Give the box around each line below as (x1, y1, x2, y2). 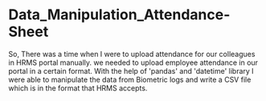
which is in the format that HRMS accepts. (8, 83, 148, 93)
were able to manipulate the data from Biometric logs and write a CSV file (8, 75, 252, 84)
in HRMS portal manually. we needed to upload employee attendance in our (8, 58, 259, 67)
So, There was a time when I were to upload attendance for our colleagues (8, 49, 256, 59)
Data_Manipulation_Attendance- (8, 6, 231, 24)
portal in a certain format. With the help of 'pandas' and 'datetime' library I (8, 66, 255, 75)
